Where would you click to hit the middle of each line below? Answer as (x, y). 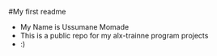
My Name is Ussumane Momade (74, 27)
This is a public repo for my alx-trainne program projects (114, 36)
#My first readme (37, 12)
